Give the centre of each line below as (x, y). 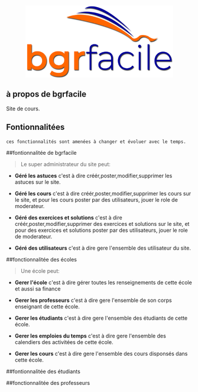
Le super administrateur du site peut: (66, 164)
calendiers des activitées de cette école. (64, 342)
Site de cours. (23, 109)
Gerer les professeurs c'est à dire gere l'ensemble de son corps (93, 300)
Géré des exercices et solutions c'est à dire (68, 217)
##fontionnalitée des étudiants (43, 371)
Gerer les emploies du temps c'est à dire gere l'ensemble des (90, 336)
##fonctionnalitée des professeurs (48, 383)
